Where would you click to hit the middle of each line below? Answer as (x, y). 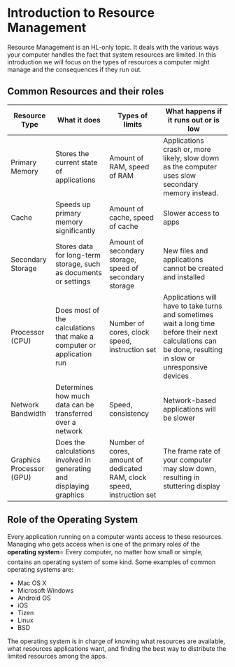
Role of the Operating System (73, 520)
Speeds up (73, 204)
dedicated (126, 468)
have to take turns (193, 306)
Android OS (34, 598)
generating (73, 468)
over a (66, 422)
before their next (191, 332)
